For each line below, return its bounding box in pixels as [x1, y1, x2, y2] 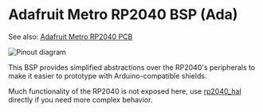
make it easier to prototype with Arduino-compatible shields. [8, 71, 207, 80]
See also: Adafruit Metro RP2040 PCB [8, 32, 133, 41]
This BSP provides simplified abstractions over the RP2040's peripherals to [8, 62, 256, 72]
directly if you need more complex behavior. [8, 95, 153, 104]
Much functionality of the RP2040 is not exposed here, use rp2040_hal [8, 86, 241, 96]
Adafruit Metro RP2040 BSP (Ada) [8, 6, 238, 24]
